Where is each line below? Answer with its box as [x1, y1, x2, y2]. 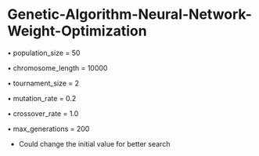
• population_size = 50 [7, 48, 81, 57]
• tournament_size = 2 [7, 78, 80, 88]
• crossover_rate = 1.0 [7, 108, 79, 118]
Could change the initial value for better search [18, 139, 171, 148]
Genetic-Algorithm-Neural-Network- [7, 5, 252, 24]
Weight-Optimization [7, 22, 147, 40]
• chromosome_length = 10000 [7, 63, 108, 72]
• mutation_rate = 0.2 [7, 93, 77, 103]
